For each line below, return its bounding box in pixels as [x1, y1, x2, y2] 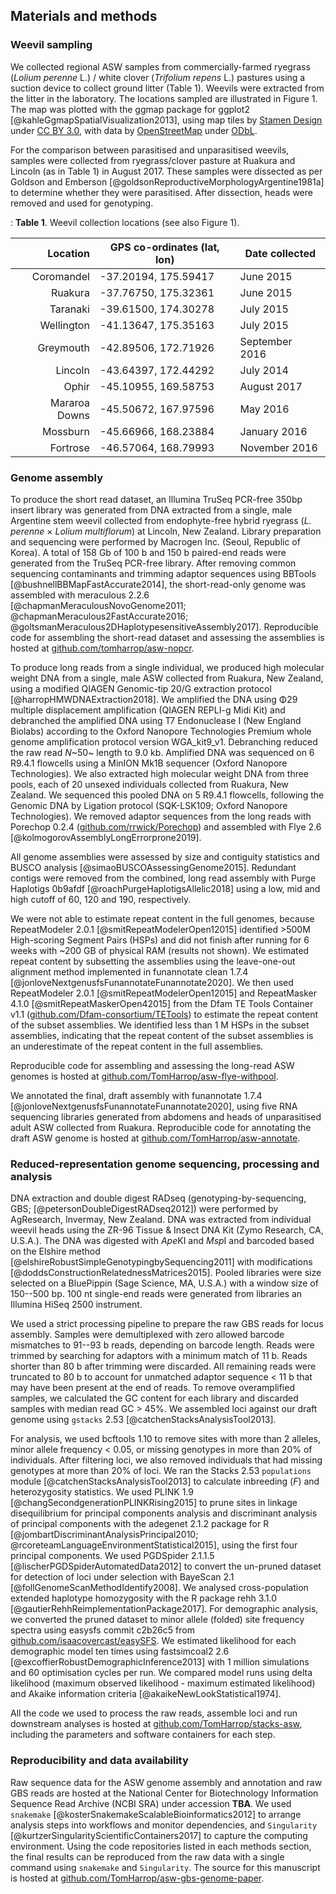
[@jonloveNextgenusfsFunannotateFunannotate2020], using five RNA [10, 1100, 298, 1112]
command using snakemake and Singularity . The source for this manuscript [10, 1861, 321, 1873]
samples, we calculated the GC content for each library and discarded [10, 1392, 299, 1404]
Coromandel [31, 269, 90, 283]
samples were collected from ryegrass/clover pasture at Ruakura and [10, 154, 296, 166]
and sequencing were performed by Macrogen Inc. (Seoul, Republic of [10, 535, 301, 548]
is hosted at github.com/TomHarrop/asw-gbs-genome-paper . [10, 1872, 265, 1884]
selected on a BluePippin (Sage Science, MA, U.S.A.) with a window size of [10, 1277, 319, 1289]
